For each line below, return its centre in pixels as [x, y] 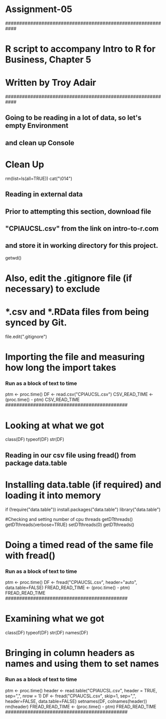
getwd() [13, 257]
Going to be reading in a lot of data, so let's [73, 118]
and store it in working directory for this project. [82, 246]
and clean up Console [40, 143]
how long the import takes [61, 368]
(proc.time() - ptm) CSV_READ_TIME [43, 400]
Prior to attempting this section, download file [78, 211]
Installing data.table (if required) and [83, 484]
